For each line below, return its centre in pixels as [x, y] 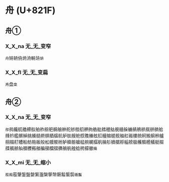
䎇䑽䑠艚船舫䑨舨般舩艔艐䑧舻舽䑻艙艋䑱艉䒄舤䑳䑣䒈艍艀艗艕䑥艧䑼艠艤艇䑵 [84, 142]
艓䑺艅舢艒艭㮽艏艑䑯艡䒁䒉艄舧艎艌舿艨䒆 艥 [51, 148]
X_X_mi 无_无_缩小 [28, 162]
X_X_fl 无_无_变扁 [27, 72]
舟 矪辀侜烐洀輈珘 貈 [24, 58]
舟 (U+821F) [30, 10]
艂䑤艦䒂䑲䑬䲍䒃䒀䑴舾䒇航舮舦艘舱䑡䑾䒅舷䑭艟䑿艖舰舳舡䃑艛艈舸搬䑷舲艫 [84, 135]
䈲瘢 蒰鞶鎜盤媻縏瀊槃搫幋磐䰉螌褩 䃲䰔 [44, 174]
